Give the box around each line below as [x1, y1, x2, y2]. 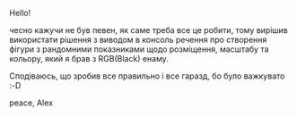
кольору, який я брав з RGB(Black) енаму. [9, 54, 169, 63]
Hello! [9, 8, 31, 18]
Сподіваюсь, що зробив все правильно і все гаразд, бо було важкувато [9, 71, 285, 81]
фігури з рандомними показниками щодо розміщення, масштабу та [9, 44, 269, 54]
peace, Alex [9, 97, 54, 108]
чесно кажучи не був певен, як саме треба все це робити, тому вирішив [9, 25, 289, 35]
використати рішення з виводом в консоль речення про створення [9, 35, 267, 45]
